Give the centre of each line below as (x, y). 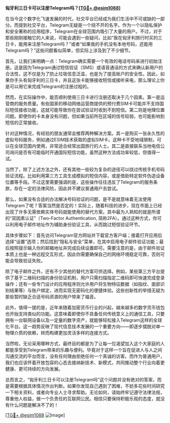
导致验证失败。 (30, 261)
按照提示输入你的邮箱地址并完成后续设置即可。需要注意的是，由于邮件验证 (87, 248)
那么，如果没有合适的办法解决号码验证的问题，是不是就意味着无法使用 (78, 199)
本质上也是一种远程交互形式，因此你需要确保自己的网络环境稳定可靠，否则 (83, 254)
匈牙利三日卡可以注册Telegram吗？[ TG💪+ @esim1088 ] (63, 8)
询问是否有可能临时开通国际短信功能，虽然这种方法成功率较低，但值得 (82, 152)
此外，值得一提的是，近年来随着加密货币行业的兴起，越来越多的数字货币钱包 (85, 307)
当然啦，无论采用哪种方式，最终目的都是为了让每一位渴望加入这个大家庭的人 (85, 343)
